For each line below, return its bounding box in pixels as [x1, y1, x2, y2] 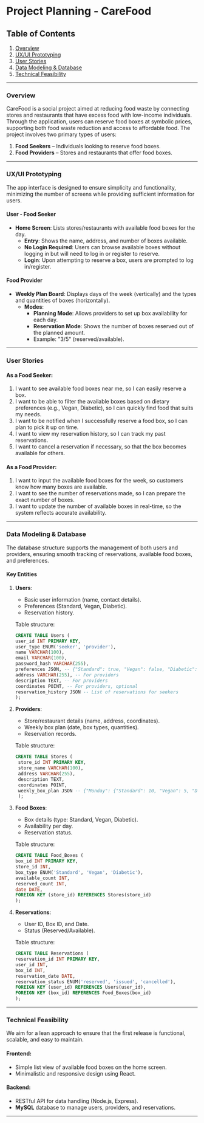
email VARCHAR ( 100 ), [15, 655, 67, 661]
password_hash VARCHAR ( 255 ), [15, 661, 89, 667]
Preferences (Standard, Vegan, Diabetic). [24, 602, 127, 610]
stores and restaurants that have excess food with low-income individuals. [6, 111, 192, 119]
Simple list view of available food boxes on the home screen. [15, 1063, 167, 1071]
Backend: [6, 1084, 31, 1091]
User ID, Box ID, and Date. [24, 921, 89, 928]
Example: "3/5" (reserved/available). [33, 335, 124, 343]
